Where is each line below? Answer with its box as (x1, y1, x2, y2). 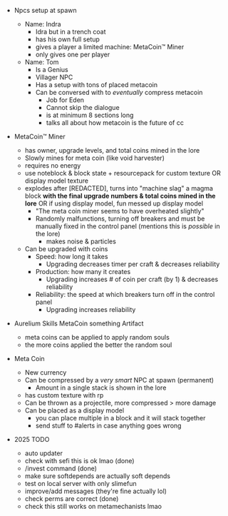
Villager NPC (35, 73, 73, 81)
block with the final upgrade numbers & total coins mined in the (24, 192, 216, 200)
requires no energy (24, 161, 81, 170)
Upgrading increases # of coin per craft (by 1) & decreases (46, 275, 219, 283)
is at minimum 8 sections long (46, 111, 134, 119)
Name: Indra (24, 20, 62, 28)
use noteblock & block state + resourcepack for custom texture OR (24, 169, 221, 177)
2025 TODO (14, 435, 50, 443)
